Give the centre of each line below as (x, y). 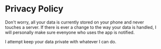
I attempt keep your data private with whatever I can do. (61, 41)
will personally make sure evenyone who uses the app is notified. (70, 32)
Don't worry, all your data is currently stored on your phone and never (74, 22)
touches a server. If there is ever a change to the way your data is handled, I (80, 27)
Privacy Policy (34, 9)
